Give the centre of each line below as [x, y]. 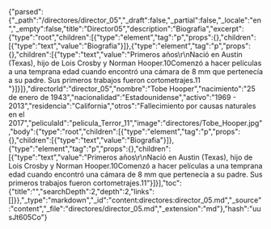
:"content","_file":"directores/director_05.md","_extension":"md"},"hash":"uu [135, 208]
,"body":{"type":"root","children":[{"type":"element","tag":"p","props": [125, 131]
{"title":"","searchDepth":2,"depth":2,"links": [82, 192]
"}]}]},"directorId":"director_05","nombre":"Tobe [88, 89]
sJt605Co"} [28, 217]
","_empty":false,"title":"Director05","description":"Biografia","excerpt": [126, 29]
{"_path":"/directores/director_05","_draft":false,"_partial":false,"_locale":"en [135, 20]
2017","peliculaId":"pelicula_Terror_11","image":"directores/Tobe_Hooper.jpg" [135, 123]
